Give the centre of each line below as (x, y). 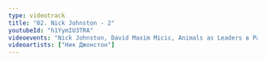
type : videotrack (37, 15)
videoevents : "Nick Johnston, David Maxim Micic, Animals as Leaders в (129, 38)
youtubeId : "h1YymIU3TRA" (51, 30)
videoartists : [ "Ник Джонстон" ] (61, 45)
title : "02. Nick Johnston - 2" (61, 23)
